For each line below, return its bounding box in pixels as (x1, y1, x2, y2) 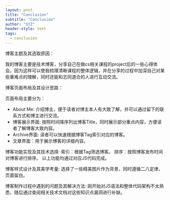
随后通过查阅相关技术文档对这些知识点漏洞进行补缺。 (14, 189, 125, 195)
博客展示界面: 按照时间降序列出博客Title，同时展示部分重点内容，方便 (12, 119, 158, 125)
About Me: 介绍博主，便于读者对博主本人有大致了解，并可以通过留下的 (12, 106, 160, 112)
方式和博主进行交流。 (17, 112, 62, 118)
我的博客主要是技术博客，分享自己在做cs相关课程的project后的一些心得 (5, 61, 153, 67)
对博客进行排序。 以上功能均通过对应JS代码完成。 (5, 155, 110, 161)
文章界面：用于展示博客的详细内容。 (12, 138, 89, 144)
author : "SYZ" (5, 21, 35, 27)
